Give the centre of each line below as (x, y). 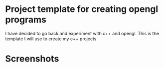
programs (26, 20)
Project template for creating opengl (82, 9)
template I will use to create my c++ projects (51, 39)
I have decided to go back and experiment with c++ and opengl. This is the (82, 33)
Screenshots (32, 59)
